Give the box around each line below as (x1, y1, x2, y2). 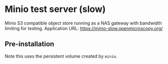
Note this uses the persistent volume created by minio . (5, 53, 118, 59)
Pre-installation (5, 40, 55, 48)
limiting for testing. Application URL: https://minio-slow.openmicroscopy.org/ (5, 25, 163, 31)
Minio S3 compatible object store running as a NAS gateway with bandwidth (5, 20, 162, 26)
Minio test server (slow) (5, 3, 106, 15)
